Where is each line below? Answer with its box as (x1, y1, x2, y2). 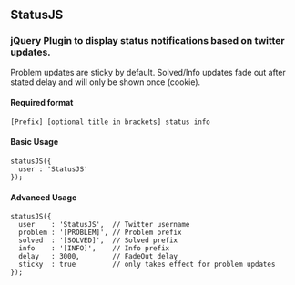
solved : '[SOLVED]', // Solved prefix (18, 236, 178, 245)
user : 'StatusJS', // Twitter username (18, 220, 190, 229)
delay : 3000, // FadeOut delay (18, 252, 178, 261)
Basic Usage (10, 137, 58, 148)
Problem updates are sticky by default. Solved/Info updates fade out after (10, 66, 286, 77)
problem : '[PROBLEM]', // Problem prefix (18, 228, 182, 238)
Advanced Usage (10, 191, 77, 203)
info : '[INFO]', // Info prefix (18, 244, 170, 253)
